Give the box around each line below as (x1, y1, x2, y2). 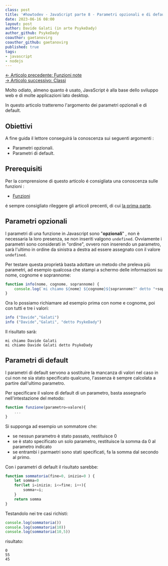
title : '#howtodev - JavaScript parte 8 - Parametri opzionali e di (5, 12, 151, 17)
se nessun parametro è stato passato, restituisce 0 (12, 433, 117, 439)
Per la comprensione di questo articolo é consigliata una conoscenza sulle (5, 178, 158, 184)
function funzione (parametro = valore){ (5, 404, 86, 410)
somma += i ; (23, 487, 43, 492)
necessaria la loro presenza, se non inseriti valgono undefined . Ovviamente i (5, 235, 162, 241)
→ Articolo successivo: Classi (5, 77, 66, 83)
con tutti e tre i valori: (5, 305, 49, 311)
